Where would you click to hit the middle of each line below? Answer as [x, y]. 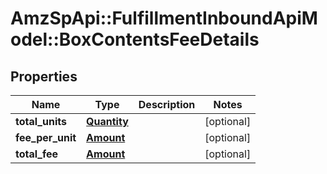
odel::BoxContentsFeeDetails [135, 39]
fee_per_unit [46, 137]
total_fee [37, 154]
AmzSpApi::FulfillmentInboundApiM [164, 18]
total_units [41, 121]
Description [167, 104]
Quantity [107, 121]
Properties [44, 76]
